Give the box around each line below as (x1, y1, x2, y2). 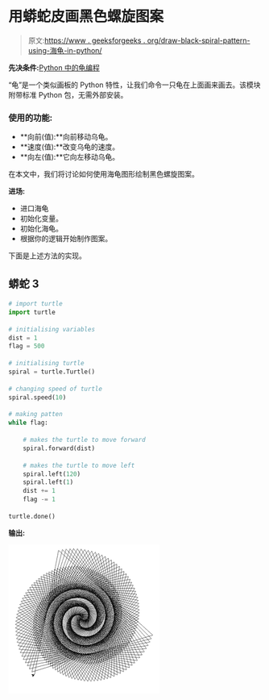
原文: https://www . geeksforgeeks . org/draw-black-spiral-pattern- (27, 35, 250, 45)
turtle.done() (8, 512, 56, 520)
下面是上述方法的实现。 (8, 251, 86, 260)
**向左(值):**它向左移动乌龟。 (19, 152, 120, 162)
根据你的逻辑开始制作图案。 (19, 234, 113, 244)
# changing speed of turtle (8, 385, 103, 393)
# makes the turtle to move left (23, 461, 135, 469)
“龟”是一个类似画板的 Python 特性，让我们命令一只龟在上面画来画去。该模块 (8, 80, 261, 90)
